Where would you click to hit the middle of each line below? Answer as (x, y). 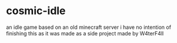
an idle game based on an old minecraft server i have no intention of (89, 27)
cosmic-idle (36, 11)
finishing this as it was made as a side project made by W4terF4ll (85, 33)
